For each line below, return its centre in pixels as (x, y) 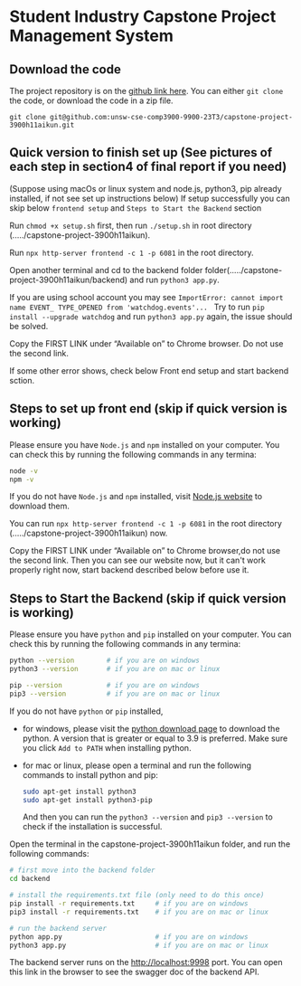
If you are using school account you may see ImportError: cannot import (146, 297)
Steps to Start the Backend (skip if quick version (148, 598)
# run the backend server (58, 928)
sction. (22, 380)
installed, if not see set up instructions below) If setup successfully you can (150, 198)
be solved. (29, 326)
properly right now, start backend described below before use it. (129, 570)
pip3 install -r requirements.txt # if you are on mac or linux (139, 912)
